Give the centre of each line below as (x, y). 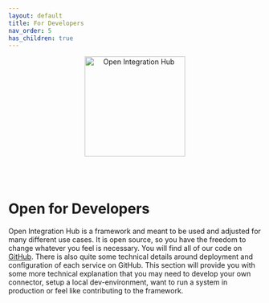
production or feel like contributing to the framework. (96, 291)
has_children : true (41, 38)
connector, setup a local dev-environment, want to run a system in (118, 282)
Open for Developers (79, 209)
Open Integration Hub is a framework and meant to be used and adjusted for (134, 231)
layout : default (35, 16)
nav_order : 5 (30, 30)
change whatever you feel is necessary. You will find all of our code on (125, 248)
